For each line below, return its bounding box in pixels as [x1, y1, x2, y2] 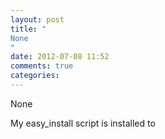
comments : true [10, 61, 74, 71]
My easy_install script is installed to [10, 117, 156, 129]
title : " [10, 24, 47, 34]
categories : [10, 71, 60, 81]
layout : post [10, 14, 65, 25]
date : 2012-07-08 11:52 [10, 52, 110, 62]
